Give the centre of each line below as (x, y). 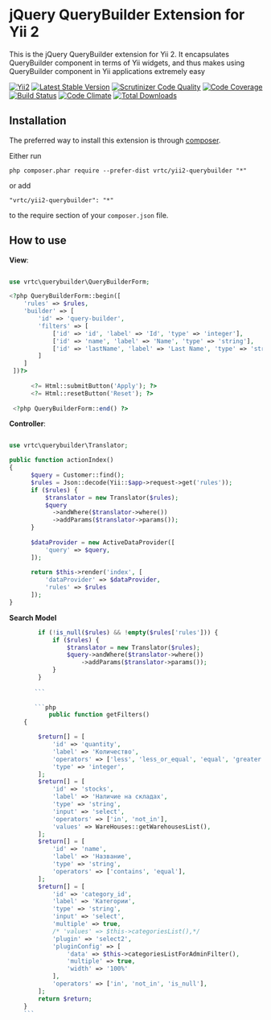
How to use (38, 240)
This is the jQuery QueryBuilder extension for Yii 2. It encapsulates (119, 54)
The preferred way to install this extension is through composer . (115, 140)
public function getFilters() (99, 715)
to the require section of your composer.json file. (89, 215)
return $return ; (65, 999)
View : (19, 260)
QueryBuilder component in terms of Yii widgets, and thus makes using (127, 63)
